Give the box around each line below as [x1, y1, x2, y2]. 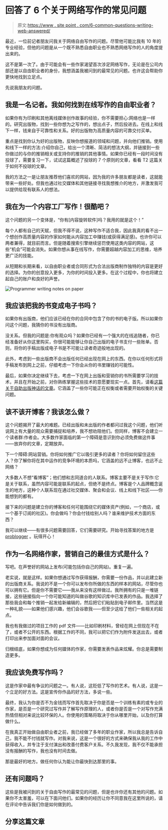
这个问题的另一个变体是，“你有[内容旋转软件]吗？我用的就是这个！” [5, 217, 144, 223]
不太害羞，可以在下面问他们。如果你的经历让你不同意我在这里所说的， [13, 795, 158, 801]
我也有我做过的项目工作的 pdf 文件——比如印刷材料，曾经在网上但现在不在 [5, 623, 159, 628]
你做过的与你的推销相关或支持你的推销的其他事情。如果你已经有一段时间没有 [5, 150, 163, 156]
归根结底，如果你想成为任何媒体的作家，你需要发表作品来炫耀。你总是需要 [5, 646, 158, 652]
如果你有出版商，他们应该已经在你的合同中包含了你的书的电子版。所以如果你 [5, 315, 163, 321]
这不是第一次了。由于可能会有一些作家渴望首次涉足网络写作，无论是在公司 [5, 61, 158, 67]
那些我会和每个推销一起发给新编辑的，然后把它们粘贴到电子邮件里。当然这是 [5, 600, 163, 605]
